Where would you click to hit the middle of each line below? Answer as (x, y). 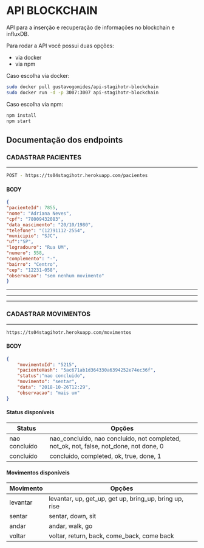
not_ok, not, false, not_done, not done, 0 (107, 446)
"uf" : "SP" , (20, 242)
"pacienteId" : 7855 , (32, 208)
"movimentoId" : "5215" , (47, 365)
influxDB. (18, 33)
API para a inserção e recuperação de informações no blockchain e (90, 27)
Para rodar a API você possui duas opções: (60, 46)
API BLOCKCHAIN (52, 11)
